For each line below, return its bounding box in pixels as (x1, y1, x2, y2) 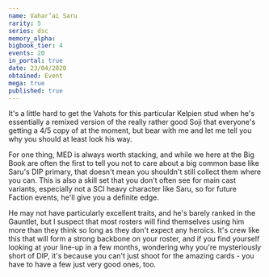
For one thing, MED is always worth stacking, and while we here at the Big (8, 150, 254, 159)
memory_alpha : (8, 34, 57, 43)
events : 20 (8, 49, 45, 57)
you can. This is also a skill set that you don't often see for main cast (8, 176, 237, 185)
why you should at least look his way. (8, 134, 132, 144)
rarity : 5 (8, 19, 42, 27)
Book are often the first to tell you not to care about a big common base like (8, 159, 260, 168)
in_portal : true (8, 57, 63, 65)
